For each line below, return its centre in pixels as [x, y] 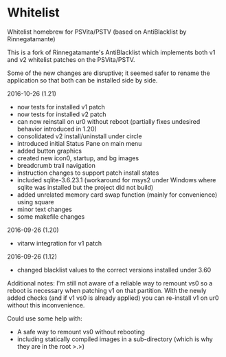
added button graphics [49, 151]
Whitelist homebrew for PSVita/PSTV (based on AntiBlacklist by [97, 32]
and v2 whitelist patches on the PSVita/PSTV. [71, 59]
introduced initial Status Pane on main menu [79, 143]
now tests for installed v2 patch [61, 114]
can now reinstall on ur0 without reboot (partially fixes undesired [109, 121]
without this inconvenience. [46, 305]
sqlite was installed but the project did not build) [85, 187]
